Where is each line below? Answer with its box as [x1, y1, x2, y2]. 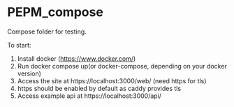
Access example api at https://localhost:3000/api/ [17, 92, 162, 100]
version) [17, 69, 42, 78]
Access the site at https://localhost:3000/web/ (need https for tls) [17, 76, 207, 85]
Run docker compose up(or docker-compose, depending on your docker [17, 62, 227, 70]
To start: [7, 41, 31, 49]
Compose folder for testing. [7, 27, 87, 36]
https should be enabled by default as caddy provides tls [17, 84, 182, 92]
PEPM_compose [7, 4, 103, 20]
